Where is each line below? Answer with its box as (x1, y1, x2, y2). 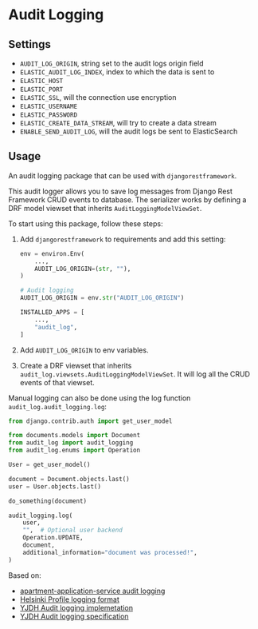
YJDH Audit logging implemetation (19, 603, 134, 612)
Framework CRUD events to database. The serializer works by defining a (8, 194, 247, 205)
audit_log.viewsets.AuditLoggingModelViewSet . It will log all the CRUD (19, 369, 251, 379)
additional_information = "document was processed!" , (22, 548, 197, 556)
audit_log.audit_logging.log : (8, 401, 107, 411)
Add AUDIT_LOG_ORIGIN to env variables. (19, 345, 149, 355)
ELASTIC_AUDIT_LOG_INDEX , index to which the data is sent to (19, 67, 215, 77)
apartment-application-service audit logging (19, 586, 166, 595)
